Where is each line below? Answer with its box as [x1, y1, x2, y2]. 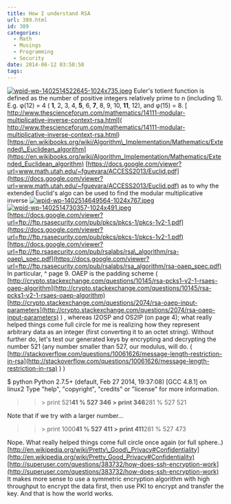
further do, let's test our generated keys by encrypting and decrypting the [7, 335, 217, 343]
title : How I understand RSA [7, 10, 91, 17]
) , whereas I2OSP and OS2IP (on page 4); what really [60, 313, 212, 321]
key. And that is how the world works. [7, 489, 113, 497]
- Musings [13, 42, 41, 49]
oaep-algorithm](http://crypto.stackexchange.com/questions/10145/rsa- [7, 283, 212, 292]
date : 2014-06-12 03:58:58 [7, 61, 85, 68]
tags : [7, 67, 23, 74]
